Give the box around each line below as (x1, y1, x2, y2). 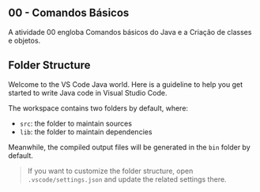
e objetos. (8, 36, 41, 45)
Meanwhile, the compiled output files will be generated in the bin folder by (8, 142, 251, 152)
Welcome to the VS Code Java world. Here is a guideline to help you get (8, 79, 243, 89)
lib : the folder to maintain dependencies (19, 126, 153, 137)
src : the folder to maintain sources (19, 119, 133, 128)
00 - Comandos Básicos (8, 6, 130, 20)
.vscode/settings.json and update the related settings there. (27, 174, 227, 184)
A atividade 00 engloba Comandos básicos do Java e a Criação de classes (8, 27, 252, 36)
